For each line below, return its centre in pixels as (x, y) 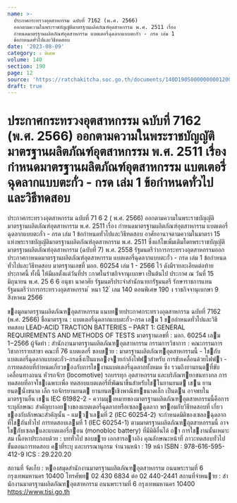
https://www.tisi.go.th (39, 492)
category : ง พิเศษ (31, 54)
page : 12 (20, 73)
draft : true (25, 86)
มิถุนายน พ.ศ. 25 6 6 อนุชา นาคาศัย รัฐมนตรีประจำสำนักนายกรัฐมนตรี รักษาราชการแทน (110, 281)
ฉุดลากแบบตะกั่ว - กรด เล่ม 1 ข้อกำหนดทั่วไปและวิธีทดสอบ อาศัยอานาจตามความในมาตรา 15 (114, 234)
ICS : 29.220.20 (49, 454)
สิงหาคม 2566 (25, 298)
